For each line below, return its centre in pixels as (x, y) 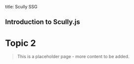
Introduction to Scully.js (43, 22)
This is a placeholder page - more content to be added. (73, 57)
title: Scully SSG (21, 7)
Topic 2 (20, 43)
